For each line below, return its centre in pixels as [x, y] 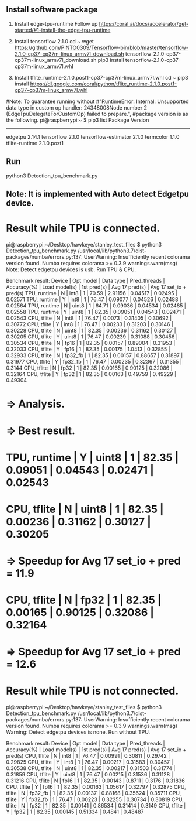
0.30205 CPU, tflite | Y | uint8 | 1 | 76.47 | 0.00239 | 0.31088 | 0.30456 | [92, 337]
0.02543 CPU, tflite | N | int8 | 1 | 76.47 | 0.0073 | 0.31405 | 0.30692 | [89, 318]
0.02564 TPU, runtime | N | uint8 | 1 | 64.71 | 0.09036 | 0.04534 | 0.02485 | [96, 305]
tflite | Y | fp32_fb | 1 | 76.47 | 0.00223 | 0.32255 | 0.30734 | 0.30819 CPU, [95, 799]
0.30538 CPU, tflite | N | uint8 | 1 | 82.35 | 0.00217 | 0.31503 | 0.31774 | [91, 768]
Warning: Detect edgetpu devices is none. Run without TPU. [78, 732]
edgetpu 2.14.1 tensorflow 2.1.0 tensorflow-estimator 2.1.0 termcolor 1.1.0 [93, 136]
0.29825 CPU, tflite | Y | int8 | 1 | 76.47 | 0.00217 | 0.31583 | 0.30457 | [90, 762]
